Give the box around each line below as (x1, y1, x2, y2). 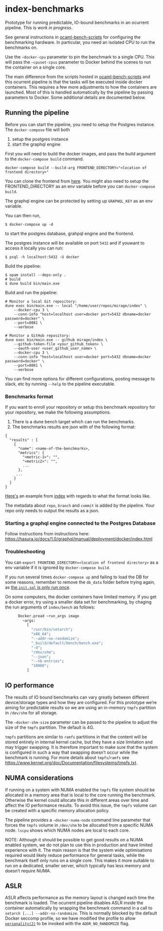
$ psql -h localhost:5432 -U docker (5, 254, 79, 259)
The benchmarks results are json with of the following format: (12, 424, 136, 430)
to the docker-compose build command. (5, 156, 84, 162)
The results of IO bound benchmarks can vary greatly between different (5, 694, 149, 700)
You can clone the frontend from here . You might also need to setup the (5, 178, 149, 184)
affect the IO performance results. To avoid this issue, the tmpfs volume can (5, 802, 157, 808)
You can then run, (5, 212, 41, 218)
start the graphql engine (12, 141, 61, 147)
